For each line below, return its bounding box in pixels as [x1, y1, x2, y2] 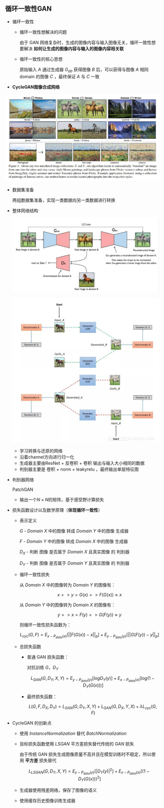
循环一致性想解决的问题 [19, 29, 67, 35]
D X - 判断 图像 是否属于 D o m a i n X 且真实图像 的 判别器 [19, 549, 130, 556]
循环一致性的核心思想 [19, 56, 63, 62]
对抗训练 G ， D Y [26, 665, 59, 672]
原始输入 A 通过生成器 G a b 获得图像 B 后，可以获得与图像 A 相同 [19, 66, 149, 74]
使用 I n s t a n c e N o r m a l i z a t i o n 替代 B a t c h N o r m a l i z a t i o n [19, 730, 127, 736]
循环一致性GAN [5, 4, 52, 13]
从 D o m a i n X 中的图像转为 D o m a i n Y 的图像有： [19, 582, 116, 588]
